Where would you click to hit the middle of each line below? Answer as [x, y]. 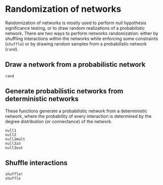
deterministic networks [42, 99]
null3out [14, 148]
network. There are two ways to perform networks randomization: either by [82, 33]
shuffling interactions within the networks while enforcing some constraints [82, 39]
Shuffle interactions [36, 162]
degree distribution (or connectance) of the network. [59, 121]
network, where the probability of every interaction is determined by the [78, 116]
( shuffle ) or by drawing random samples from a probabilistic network [76, 44]
